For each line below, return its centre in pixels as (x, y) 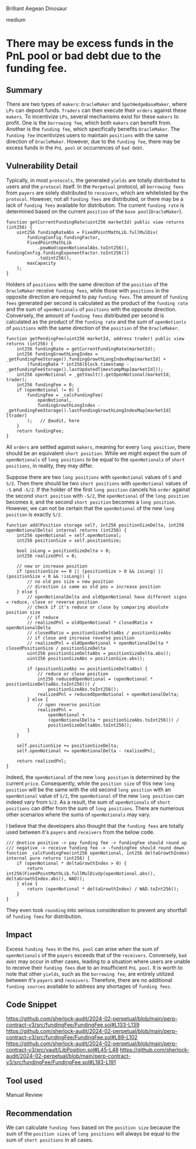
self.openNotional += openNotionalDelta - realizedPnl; (86, 751)
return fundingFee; (40, 431)
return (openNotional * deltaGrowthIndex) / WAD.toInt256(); (103, 889)
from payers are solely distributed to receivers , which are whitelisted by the (97, 192)
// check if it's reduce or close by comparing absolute (98, 607)
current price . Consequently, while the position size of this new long (90, 783)
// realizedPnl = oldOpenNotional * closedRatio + (90, 623)
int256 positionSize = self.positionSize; (69, 540)
